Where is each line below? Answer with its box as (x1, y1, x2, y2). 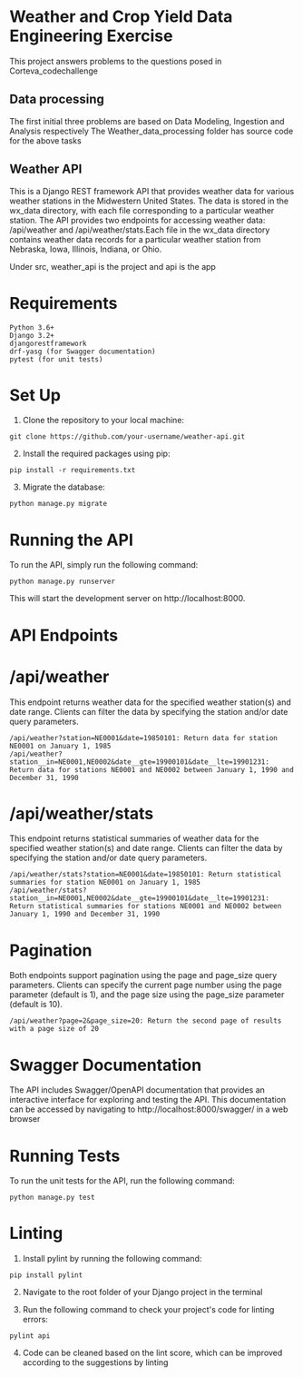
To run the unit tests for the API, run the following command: (9, 1175, 235, 1186)
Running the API (9, 530, 133, 550)
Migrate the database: (22, 481, 106, 492)
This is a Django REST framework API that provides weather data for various (9, 185, 295, 196)
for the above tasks (9, 134, 82, 146)
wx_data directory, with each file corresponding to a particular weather (9, 204, 275, 215)
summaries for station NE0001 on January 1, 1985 (9, 878, 201, 887)
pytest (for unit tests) (9, 354, 103, 364)
